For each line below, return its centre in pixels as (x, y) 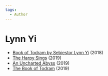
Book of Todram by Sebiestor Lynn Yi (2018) (58, 53)
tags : (11, 10)
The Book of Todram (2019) (41, 69)
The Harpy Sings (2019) (37, 58)
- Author (19, 14)
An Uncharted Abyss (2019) (41, 63)
